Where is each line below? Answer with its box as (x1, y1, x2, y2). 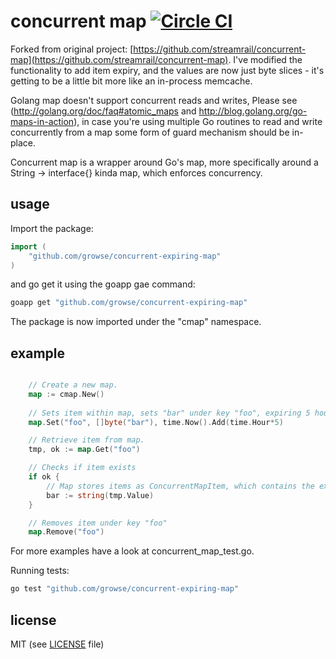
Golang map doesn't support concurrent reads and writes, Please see (10, 94, 298, 106)
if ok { (28, 472, 60, 482)
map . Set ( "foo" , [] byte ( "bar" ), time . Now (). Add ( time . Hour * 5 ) (28, 417, 284, 427)
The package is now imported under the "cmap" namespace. (10, 316, 262, 328)
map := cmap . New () (28, 389, 105, 399)
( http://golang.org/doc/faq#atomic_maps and (10, 105, 197, 117)
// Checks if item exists (28, 463, 137, 473)
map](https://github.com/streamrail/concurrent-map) (10, 53, 229, 65)
